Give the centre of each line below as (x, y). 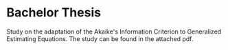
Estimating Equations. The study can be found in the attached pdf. (100, 38)
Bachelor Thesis (54, 13)
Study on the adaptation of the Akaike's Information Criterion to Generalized (114, 32)
